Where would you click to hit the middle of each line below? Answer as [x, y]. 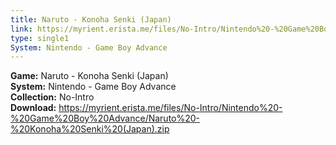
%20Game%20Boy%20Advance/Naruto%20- [105, 118]
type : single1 [40, 38]
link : [21, 29]
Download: [33, 108]
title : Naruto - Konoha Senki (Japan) [91, 19]
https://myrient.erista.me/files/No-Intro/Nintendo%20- [170, 108]
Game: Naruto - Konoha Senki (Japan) [89, 76]
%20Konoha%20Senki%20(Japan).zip [90, 129]
